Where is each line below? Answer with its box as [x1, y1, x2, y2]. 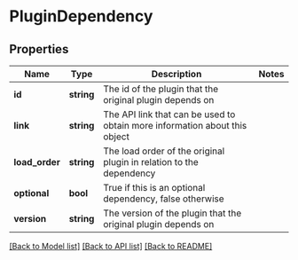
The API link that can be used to [103, 108, 236, 121]
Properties [9, 42, 69, 57]
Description [151, 68, 202, 80]
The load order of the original [103, 145, 225, 157]
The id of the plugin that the [103, 83, 219, 95]
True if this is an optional [103, 182, 206, 193]
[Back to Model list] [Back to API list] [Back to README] [9, 241, 213, 251]
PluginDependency [9, 6, 153, 27]
